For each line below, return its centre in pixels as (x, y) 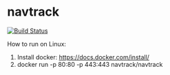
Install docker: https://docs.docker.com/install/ (83, 57)
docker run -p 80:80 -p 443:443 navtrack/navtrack (90, 64)
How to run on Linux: (37, 44)
